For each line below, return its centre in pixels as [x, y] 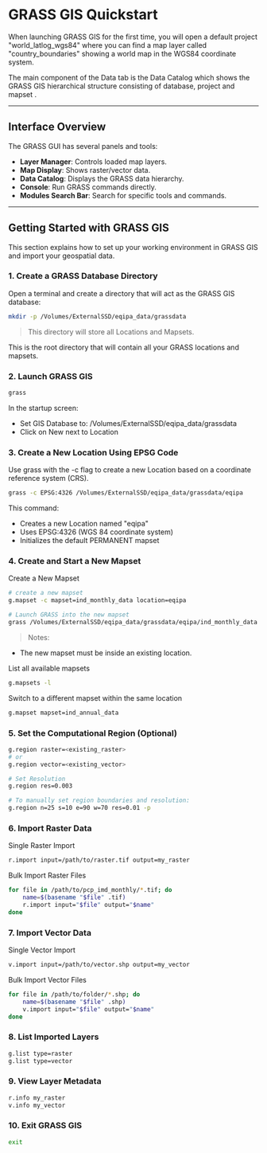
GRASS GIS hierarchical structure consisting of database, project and [122, 86]
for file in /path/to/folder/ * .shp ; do [74, 994]
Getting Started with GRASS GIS [89, 228]
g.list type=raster [41, 1053]
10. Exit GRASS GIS [45, 1126]
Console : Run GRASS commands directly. [88, 187]
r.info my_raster [37, 1098]
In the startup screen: [43, 408]
